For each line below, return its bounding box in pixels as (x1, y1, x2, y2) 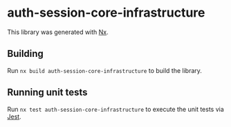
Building (7, 48, 44, 60)
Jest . (7, 112, 22, 121)
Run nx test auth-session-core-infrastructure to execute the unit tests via (7, 105, 225, 113)
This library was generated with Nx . (7, 28, 109, 36)
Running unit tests (7, 87, 88, 99)
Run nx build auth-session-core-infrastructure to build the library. (7, 66, 203, 74)
